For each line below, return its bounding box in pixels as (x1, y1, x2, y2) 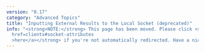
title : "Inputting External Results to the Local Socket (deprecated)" (6, 20, 192, 26)
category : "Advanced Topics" (6, 15, 81, 21)
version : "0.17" (6, 9, 48, 15)
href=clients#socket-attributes (12, 32, 95, 38)
